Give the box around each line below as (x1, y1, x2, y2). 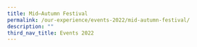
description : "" (7, 23, 54, 30)
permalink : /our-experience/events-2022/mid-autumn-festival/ (7, 17, 190, 23)
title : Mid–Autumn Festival (7, 10, 88, 17)
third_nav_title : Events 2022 (7, 29, 95, 37)
